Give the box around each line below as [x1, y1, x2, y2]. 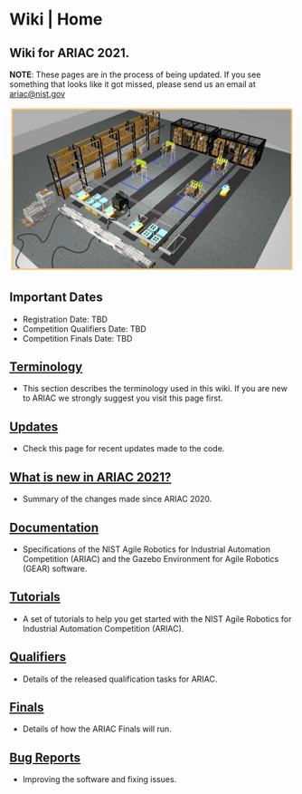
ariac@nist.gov [9, 89, 66, 99]
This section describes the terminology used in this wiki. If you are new [22, 383, 288, 394]
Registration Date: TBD [22, 314, 109, 324]
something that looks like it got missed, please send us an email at [9, 79, 256, 90]
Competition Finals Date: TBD [22, 333, 133, 344]
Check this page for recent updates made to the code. [22, 443, 225, 454]
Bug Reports [9, 750, 81, 765]
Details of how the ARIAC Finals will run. [22, 723, 172, 734]
